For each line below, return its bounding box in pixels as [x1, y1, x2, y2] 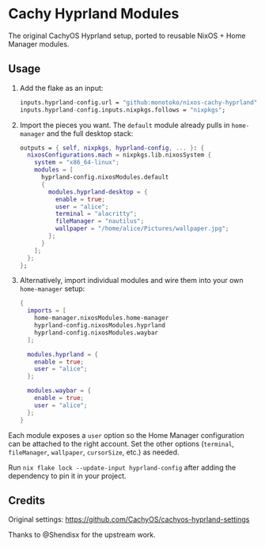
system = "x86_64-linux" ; [34, 159, 120, 167]
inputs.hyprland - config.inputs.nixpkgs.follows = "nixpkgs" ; [19, 106, 226, 114]
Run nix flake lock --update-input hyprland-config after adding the [8, 462, 237, 472]
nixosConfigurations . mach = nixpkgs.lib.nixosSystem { [27, 151, 212, 159]
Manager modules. [8, 39, 70, 48]
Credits [8, 493, 46, 507]
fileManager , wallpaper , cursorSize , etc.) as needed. [8, 447, 180, 457]
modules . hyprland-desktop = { [48, 187, 148, 196]
